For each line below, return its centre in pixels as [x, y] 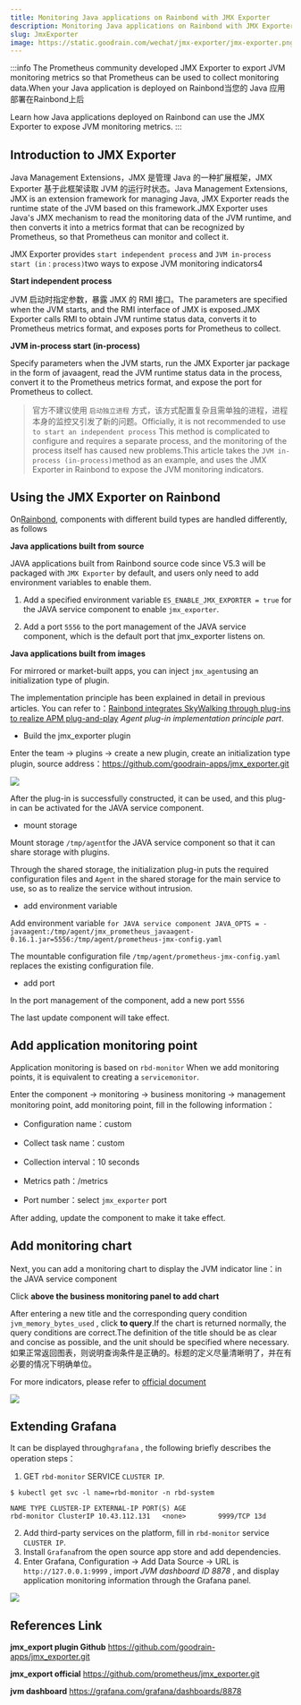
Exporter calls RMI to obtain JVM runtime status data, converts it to [134, 320]
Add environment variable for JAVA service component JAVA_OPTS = [135, 923]
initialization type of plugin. [60, 680]
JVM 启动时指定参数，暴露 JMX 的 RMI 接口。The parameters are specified [149, 300]
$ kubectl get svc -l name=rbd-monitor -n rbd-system [113, 1493]
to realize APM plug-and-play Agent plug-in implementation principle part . [147, 718]
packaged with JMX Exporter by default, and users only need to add [134, 573]
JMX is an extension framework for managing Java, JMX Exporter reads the [150, 199]
